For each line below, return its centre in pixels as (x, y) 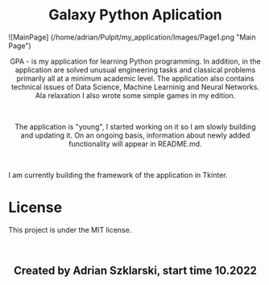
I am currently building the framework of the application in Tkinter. (118, 175)
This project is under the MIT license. (70, 229)
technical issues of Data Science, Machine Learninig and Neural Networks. (135, 87)
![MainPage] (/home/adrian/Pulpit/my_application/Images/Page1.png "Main (132, 37)
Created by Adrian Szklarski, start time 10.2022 (135, 271)
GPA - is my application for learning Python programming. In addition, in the (135, 61)
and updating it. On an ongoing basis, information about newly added (135, 135)
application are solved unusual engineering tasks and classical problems (135, 69)
